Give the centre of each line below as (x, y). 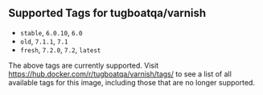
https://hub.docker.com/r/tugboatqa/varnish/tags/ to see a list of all (120, 74)
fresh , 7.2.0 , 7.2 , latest (60, 50)
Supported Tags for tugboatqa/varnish (107, 13)
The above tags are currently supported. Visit (84, 65)
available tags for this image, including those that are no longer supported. (132, 82)
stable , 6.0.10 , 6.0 (51, 32)
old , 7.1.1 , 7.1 (44, 41)
